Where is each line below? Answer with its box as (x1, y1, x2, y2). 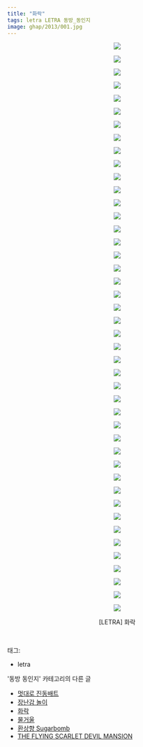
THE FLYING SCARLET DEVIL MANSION (17, 732, 133, 741)
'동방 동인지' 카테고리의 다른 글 (7, 675, 91, 683)
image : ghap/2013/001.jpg (7, 23, 82, 30)
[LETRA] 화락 (98, 618, 136, 626)
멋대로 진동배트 (17, 689, 59, 698)
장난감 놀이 (17, 698, 48, 707)
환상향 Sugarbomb (17, 724, 70, 732)
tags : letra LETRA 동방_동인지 (7, 17, 91, 24)
